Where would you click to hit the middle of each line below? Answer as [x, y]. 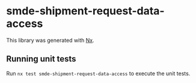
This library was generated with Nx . [50, 40]
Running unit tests [41, 59]
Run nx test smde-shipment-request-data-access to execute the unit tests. [98, 73]
